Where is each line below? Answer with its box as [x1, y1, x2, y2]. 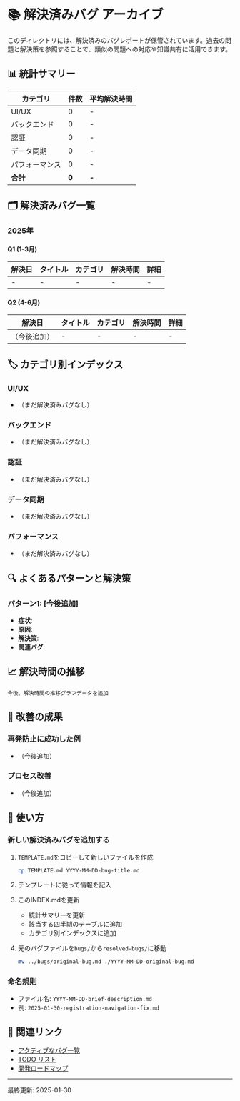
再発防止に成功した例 [7, 734, 81, 744]
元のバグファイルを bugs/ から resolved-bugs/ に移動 [17, 944, 166, 952]
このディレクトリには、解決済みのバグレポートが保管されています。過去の [7, 36, 226, 44]
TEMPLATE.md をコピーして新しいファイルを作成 [17, 852, 154, 861]
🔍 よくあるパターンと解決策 [7, 572, 131, 584]
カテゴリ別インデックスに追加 [28, 929, 116, 937]
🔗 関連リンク [7, 1026, 63, 1038]
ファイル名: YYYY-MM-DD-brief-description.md [17, 994, 152, 1002]
